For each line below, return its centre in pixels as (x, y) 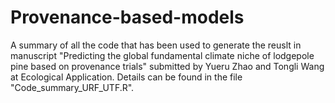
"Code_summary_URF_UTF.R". (72, 87)
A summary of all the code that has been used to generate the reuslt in (156, 45)
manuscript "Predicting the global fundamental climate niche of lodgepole (162, 55)
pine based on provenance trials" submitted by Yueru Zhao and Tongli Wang (167, 66)
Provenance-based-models (127, 17)
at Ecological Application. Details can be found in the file (126, 77)
